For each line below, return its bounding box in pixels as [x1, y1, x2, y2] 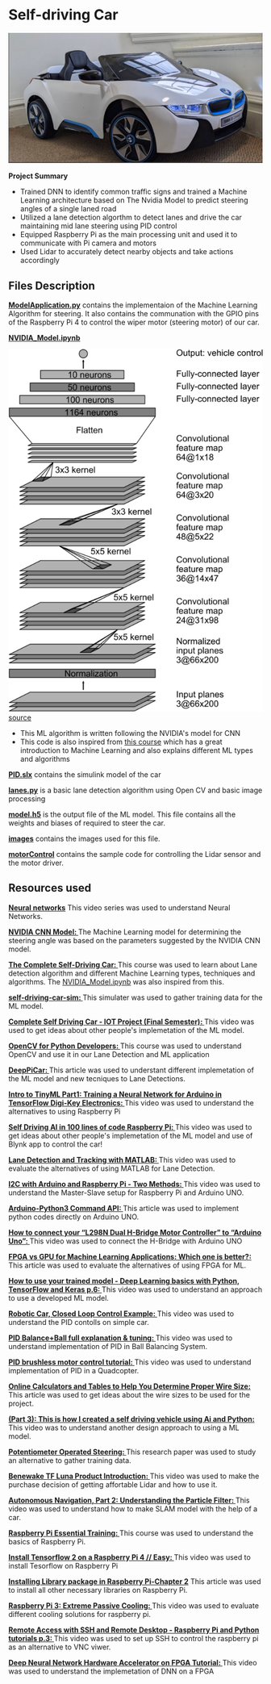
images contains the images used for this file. [8, 834, 161, 844]
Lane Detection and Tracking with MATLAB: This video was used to [8, 1155, 236, 1164]
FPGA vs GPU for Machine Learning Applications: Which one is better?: [8, 1252, 252, 1261]
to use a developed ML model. [8, 1293, 109, 1302]
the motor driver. [8, 858, 65, 868]
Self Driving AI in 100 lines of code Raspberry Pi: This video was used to [8, 1122, 252, 1131]
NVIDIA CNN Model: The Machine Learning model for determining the [8, 926, 242, 937]
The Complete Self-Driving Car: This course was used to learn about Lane [8, 959, 258, 969]
